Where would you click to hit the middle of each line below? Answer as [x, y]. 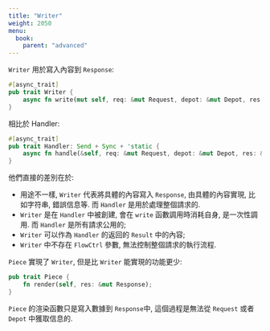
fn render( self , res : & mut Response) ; [88, 284]
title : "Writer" [35, 16]
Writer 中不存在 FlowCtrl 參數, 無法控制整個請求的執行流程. [118, 245]
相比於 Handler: [34, 123]
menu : [17, 31]
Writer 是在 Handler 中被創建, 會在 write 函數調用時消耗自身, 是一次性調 [139, 215]
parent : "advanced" [55, 46]
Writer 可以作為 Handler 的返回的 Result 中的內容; [102, 235]
